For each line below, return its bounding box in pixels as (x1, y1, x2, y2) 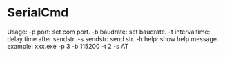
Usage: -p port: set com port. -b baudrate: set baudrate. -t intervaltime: (7, 27, 211, 36)
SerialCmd (7, 5, 69, 21)
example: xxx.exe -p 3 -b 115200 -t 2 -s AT (7, 42, 129, 50)
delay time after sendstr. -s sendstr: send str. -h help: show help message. (7, 34, 219, 43)
